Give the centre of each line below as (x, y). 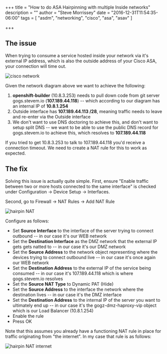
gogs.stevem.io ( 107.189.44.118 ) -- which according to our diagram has (86, 100)
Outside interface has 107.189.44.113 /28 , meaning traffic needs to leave (87, 111)
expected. (16, 153)
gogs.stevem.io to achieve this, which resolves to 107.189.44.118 (79, 133)
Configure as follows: (27, 221)
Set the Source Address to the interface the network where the (78, 289)
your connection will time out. (36, 66)
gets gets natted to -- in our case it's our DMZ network (69, 247)
